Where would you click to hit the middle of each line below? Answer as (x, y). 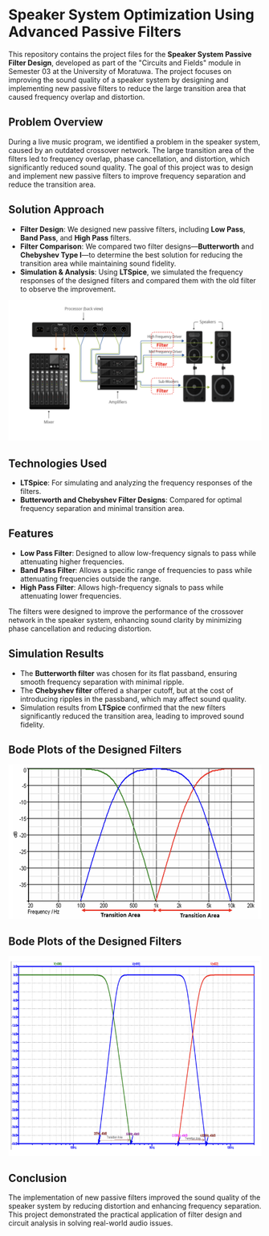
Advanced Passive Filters (95, 32)
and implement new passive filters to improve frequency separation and (127, 175)
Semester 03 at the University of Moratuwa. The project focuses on (120, 71)
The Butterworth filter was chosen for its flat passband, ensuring (128, 673)
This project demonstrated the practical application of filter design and (125, 1215)
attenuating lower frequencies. (71, 595)
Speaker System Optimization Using (131, 15)
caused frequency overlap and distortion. (77, 97)
